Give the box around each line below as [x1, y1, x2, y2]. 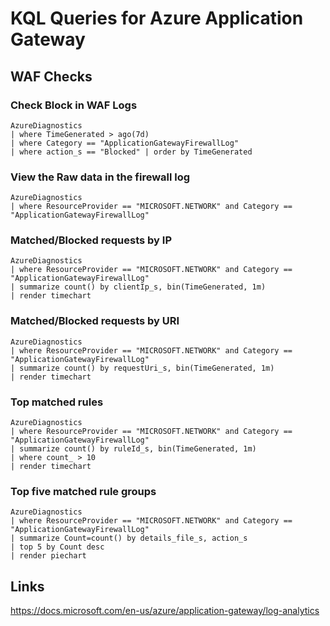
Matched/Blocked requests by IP [10, 233, 173, 247]
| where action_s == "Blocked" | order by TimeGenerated [10, 147, 253, 157]
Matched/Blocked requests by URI [10, 314, 180, 328]
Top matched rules [10, 395, 104, 409]
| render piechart [10, 551, 87, 561]
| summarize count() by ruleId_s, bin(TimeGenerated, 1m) [10, 444, 257, 454]
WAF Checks [10, 68, 93, 85]
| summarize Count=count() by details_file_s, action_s [10, 533, 248, 544]
